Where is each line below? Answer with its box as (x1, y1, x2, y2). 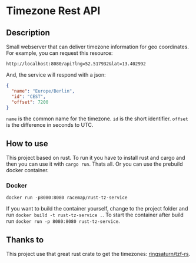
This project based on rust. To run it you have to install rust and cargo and (6, 154, 185, 162)
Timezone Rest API (6, 4, 101, 18)
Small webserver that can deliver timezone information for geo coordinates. (6, 43, 190, 50)
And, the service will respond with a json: (6, 71, 106, 78)
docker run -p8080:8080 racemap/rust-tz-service (6, 195, 128, 201)
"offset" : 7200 (11, 99, 49, 105)
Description (6, 28, 50, 38)
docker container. (6, 167, 49, 174)
